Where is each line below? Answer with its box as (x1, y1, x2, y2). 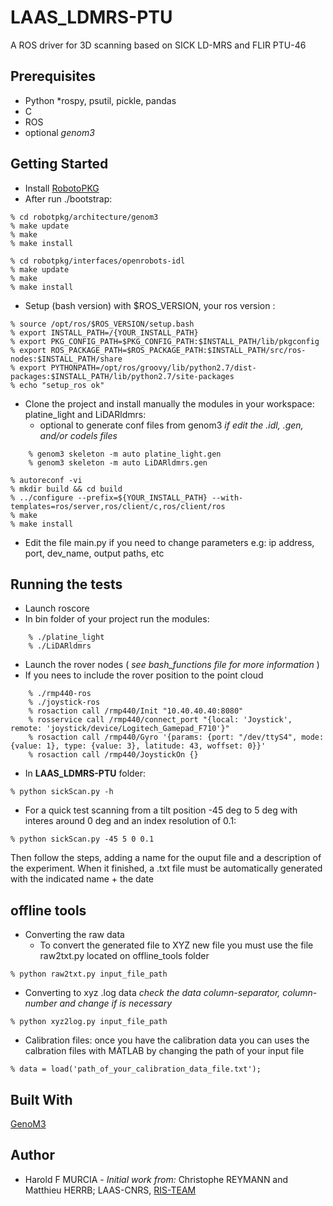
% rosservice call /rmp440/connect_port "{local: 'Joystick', (28, 715, 293, 725)
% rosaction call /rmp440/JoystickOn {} (28, 750, 199, 760)
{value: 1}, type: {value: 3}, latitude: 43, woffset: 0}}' (10, 741, 267, 751)
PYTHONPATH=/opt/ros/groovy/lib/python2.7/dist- (50, 362, 257, 373)
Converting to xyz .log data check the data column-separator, (24, 987, 281, 999)
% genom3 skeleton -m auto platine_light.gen (28, 449, 222, 459)
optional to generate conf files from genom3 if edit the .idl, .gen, (39, 419, 304, 431)
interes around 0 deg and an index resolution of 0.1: (24, 815, 237, 827)
